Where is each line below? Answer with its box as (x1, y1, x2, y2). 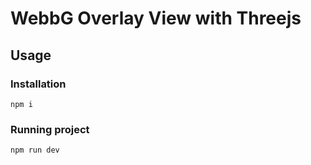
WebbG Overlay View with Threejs (10, 7, 302, 30)
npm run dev (10, 145, 60, 156)
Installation (10, 77, 67, 91)
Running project (10, 122, 90, 136)
